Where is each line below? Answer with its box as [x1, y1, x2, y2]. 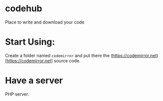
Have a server [5, 75, 63, 86]
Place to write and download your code [5, 19, 84, 25]
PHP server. [5, 91, 29, 97]
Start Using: [5, 36, 55, 48]
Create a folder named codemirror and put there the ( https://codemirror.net [5, 52, 157, 58]
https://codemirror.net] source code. [6, 57, 81, 64]
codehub [5, 3, 43, 14]
